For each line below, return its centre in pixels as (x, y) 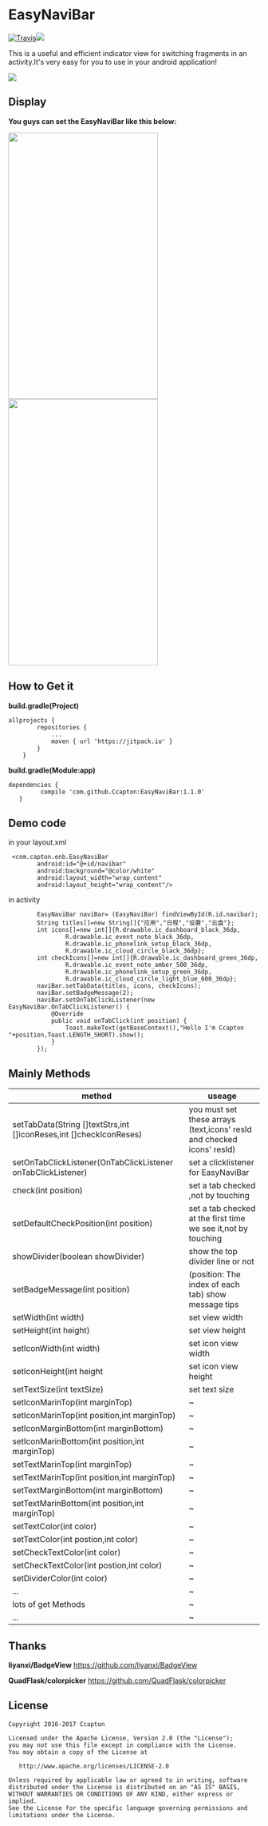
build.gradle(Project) (44, 705)
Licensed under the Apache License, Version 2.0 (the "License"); (121, 1738)
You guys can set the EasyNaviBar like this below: (93, 121)
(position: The (215, 1275)
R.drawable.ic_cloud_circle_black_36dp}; (135, 951)
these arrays (212, 1120)
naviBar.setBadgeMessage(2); (85, 993)
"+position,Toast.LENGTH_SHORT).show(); (77, 1035)
